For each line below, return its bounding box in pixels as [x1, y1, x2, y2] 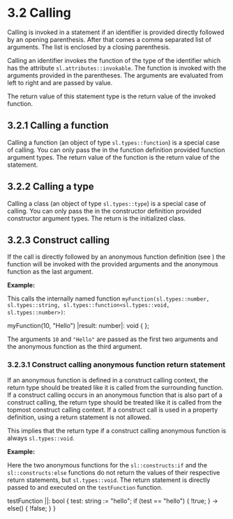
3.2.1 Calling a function [7, 120, 109, 132]
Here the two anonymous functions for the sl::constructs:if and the [7, 460, 208, 469]
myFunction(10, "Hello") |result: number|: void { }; [7, 322, 150, 330]
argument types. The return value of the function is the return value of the [7, 153, 220, 161]
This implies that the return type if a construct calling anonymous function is [7, 426, 227, 435]
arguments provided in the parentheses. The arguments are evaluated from [7, 71, 223, 80]
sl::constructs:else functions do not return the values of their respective [7, 468, 220, 476]
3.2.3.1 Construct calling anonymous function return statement [7, 360, 225, 370]
